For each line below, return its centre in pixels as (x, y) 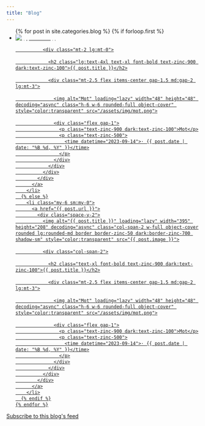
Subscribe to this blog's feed (43, 416)
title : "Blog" (24, 13)
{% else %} (35, 196)
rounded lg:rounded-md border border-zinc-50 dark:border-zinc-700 (103, 233)
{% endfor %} (32, 405)
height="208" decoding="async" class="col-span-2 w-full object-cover (107, 227)
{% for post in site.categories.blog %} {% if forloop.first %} (90, 31)
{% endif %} (36, 398)
